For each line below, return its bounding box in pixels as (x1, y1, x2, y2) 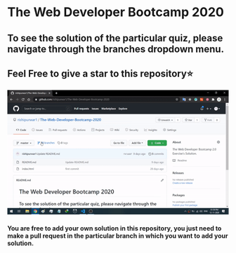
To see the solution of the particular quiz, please (7, 32, 223, 44)
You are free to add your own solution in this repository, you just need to (7, 224, 222, 232)
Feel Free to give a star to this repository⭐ (7, 67, 194, 79)
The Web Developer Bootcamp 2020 (7, 4, 225, 20)
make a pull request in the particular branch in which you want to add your (7, 231, 228, 240)
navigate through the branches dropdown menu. (7, 43, 225, 55)
